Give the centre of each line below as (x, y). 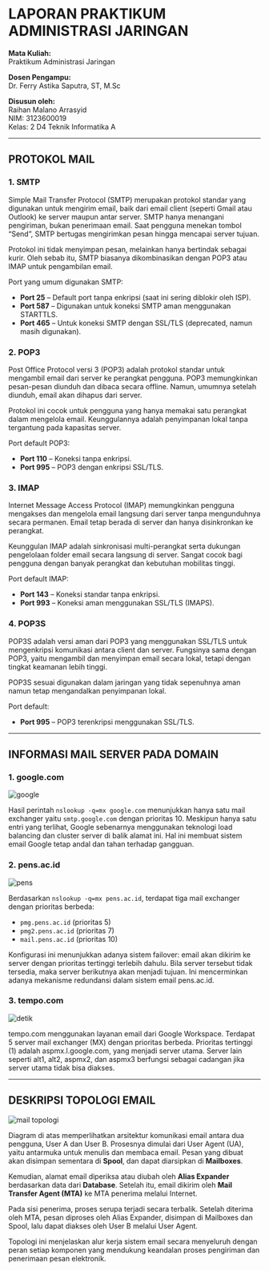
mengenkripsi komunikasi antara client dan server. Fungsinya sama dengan (132, 650)
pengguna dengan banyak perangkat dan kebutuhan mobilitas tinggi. (122, 563)
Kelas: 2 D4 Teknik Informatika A (62, 127)
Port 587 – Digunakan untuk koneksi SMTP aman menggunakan (125, 306)
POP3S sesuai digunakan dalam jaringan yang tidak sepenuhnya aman (124, 682)
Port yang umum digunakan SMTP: (66, 282)
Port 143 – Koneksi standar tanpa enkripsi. (90, 594)
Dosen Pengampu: (40, 77)
